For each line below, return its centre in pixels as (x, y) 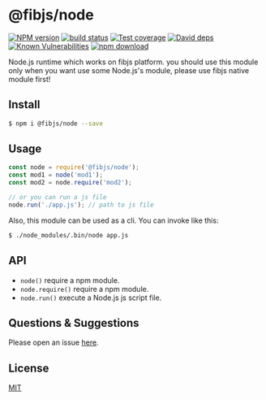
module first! (30, 79)
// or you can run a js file (58, 198)
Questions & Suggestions (74, 323)
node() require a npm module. (70, 280)
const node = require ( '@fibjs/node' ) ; (74, 167)
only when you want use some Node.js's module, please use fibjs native (129, 70)
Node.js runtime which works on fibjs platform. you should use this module (133, 62)
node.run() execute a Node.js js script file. (91, 298)
